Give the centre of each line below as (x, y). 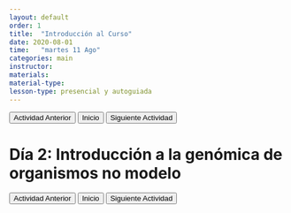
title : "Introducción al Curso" (71, 34)
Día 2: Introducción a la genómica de (146, 154)
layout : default (39, 17)
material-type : (37, 83)
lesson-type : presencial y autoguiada (80, 91)
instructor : (31, 67)
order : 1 (25, 26)
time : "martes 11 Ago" (55, 50)
